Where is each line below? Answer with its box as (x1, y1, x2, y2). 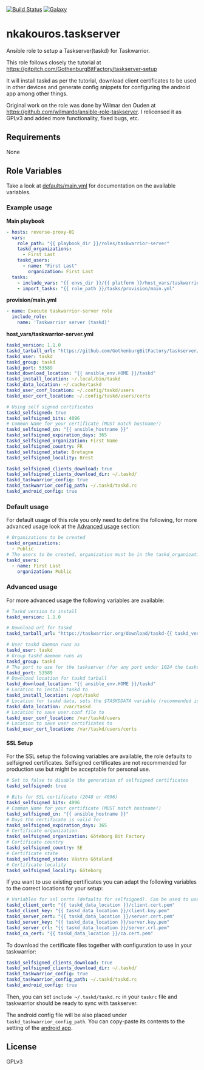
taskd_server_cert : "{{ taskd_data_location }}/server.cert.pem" (6, 913, 175, 919)
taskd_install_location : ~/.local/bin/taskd (6, 376, 121, 382)
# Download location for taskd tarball (6, 676, 107, 682)
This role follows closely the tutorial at (6, 58, 101, 66)
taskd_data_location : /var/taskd (6, 703, 91, 709)
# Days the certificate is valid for (6, 816, 102, 822)
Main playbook (6, 217, 45, 225)
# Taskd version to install (6, 608, 78, 614)
